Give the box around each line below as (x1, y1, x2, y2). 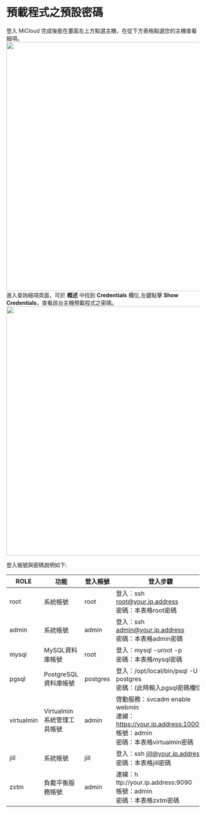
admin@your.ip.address (116, 625, 185, 634)
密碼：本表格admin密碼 (116, 634, 183, 643)
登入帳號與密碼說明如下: (6, 561, 67, 568)
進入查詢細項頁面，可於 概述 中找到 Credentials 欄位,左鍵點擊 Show (6, 291, 179, 299)
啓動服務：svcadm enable (116, 695, 191, 703)
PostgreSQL (44, 670, 78, 678)
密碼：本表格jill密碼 (116, 758, 172, 767)
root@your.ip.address (116, 597, 179, 606)
